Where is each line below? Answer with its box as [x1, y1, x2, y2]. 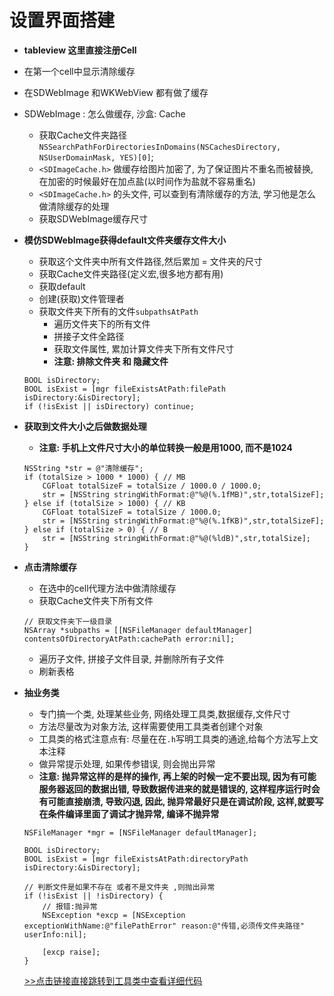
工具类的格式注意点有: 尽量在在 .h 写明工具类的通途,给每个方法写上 [38, 732, 310, 745]
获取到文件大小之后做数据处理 [23, 420, 147, 432]
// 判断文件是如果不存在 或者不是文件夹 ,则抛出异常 [23, 882, 216, 892]
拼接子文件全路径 [53, 330, 125, 342]
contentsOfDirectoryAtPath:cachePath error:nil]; [23, 634, 236, 644]
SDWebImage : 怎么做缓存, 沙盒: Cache [23, 107, 186, 120]
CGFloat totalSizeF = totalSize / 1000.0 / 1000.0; [42, 481, 262, 491]
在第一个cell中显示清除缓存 [23, 65, 136, 77]
